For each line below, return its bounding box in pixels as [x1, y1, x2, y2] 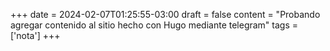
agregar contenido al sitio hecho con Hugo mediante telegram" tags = [10, 19, 299, 31]
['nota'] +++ [10, 30, 61, 41]
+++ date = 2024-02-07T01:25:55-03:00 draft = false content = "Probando [10, 9, 321, 20]
